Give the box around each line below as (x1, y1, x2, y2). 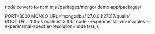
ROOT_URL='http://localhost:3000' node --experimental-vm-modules (5, 19, 145, 24)
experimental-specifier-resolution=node (5, 23, 86, 29)
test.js (87, 23, 99, 29)
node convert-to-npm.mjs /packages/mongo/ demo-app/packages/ (5, 4, 142, 10)
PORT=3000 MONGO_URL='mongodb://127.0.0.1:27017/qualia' (5, 13, 131, 19)
